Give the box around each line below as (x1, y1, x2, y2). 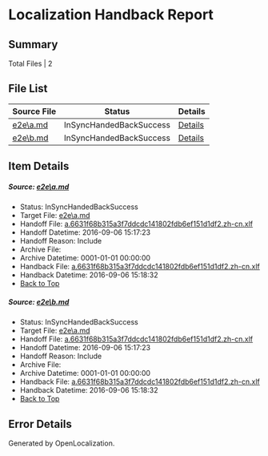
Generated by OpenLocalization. (8, 438, 115, 448)
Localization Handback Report (8, 6, 214, 24)
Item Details (8, 159, 70, 173)
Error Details (8, 417, 72, 430)
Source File (12, 106, 57, 117)
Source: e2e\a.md (8, 182, 70, 192)
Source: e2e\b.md (8, 297, 70, 306)
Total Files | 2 (8, 59, 53, 68)
